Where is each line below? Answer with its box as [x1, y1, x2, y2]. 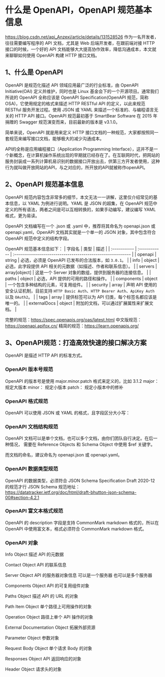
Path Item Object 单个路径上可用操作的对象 [5, 604, 92, 610]
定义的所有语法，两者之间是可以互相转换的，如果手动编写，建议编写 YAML [5, 206, 156, 212]
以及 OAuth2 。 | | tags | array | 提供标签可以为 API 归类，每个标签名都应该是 [5, 294, 157, 300]
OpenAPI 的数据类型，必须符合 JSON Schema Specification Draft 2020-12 [5, 478, 155, 483]
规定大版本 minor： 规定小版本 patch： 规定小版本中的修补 [5, 384, 124, 390]
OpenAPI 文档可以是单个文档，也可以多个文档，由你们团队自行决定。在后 [5, 435, 154, 441]
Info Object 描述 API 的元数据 [5, 551, 64, 558]
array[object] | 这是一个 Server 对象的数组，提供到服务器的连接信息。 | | [5, 269, 151, 275]
